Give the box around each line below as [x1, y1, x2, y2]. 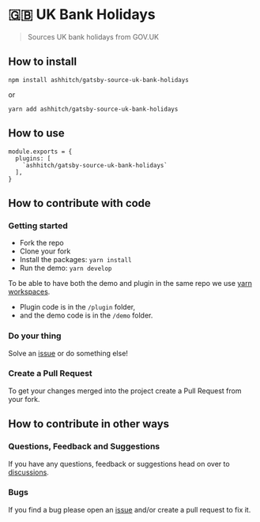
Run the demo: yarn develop [19, 263, 112, 273]
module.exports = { [8, 148, 73, 156]
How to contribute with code [8, 196, 152, 210]
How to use [8, 126, 65, 140]
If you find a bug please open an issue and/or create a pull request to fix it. [8, 505, 251, 514]
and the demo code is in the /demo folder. [19, 310, 153, 321]
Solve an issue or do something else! [8, 348, 129, 358]
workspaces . [8, 287, 51, 297]
